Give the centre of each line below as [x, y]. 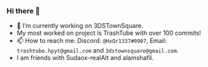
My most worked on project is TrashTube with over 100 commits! [109, 33]
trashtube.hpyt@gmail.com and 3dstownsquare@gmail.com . [97, 51]
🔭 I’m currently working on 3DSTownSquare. [80, 26]
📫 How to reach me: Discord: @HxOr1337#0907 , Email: [92, 41]
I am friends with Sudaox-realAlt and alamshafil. [85, 58]
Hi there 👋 [24, 11]
